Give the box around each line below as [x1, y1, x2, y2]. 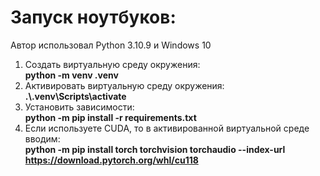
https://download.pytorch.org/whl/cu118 [24, 154, 199, 166]
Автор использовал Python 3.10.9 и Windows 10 [10, 39, 212, 51]
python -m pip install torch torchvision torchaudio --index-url [24, 143, 286, 155]
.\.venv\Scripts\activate [24, 90, 127, 102]
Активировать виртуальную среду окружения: [24, 79, 225, 91]
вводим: [24, 132, 61, 145]
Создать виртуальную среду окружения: [24, 58, 201, 70]
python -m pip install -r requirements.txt [24, 111, 197, 123]
